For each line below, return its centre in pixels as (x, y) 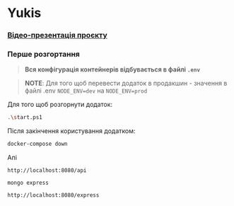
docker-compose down (38, 144)
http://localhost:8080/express (53, 195)
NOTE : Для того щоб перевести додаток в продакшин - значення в (126, 84)
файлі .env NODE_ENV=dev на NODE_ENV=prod (86, 91)
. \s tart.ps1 (25, 118)
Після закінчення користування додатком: (71, 131)
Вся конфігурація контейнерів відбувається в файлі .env (112, 69)
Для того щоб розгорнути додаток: (60, 105)
